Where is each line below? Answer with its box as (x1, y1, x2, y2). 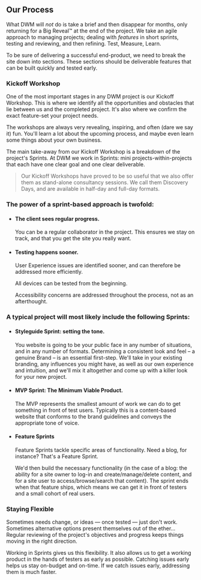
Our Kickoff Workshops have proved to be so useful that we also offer (20, 172, 194, 180)
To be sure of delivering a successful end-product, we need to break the (6, 51, 186, 59)
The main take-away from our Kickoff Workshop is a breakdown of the (6, 148, 181, 156)
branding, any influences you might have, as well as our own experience (14, 360, 194, 367)
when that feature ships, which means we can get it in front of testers (14, 483, 187, 491)
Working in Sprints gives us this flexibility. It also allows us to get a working (6, 549, 191, 557)
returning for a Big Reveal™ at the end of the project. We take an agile (6, 27, 178, 34)
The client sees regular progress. (14, 215, 100, 222)
